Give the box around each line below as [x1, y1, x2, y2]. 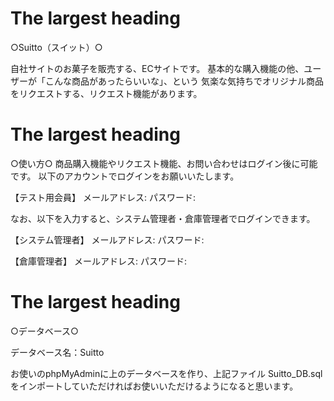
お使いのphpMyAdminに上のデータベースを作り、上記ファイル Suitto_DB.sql [10, 367, 323, 379]
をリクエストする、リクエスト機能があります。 [10, 87, 203, 99]
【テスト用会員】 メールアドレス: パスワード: [10, 191, 196, 203]
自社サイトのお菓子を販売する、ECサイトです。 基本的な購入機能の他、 [10, 62, 305, 74]
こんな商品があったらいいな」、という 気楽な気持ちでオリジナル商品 [44, 75, 324, 87]
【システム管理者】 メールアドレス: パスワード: [10, 233, 205, 246]
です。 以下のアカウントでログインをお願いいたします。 [10, 170, 240, 182]
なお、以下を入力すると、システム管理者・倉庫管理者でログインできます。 [10, 212, 316, 224]
